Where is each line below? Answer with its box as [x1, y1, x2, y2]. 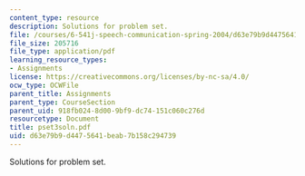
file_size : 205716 [9, 38, 79, 48]
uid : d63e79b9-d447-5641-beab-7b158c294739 [9, 132, 177, 141]
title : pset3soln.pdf [9, 123, 92, 132]
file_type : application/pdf [9, 47, 116, 56]
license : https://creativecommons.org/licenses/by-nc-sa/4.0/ [9, 73, 250, 82]
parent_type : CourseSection [9, 97, 116, 107]
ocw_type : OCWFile [9, 81, 79, 90]
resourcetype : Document [9, 114, 100, 123]
